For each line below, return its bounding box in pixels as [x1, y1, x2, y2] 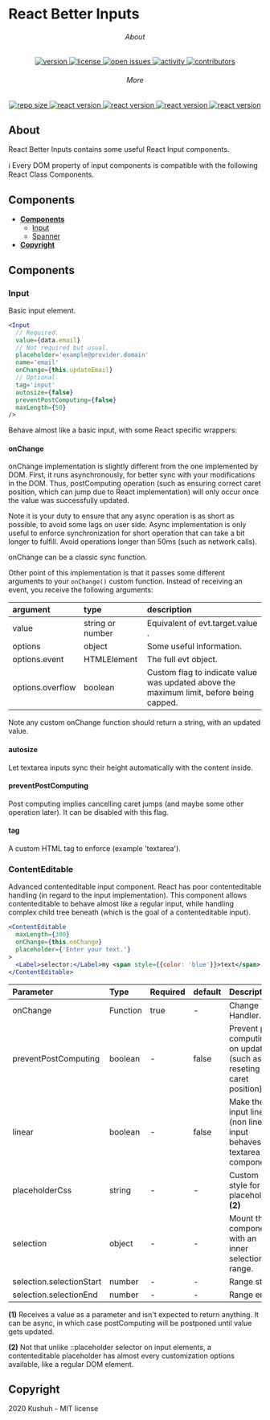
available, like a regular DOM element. [8, 1359, 134, 1369]
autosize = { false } [15, 388, 74, 396]
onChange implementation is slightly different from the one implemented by [8, 461, 259, 471]
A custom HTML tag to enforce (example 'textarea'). [8, 844, 181, 853]
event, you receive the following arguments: [8, 585, 154, 595]
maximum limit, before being [147, 687, 255, 698]
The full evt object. [147, 654, 218, 665]
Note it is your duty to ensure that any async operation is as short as [8, 511, 235, 521]
